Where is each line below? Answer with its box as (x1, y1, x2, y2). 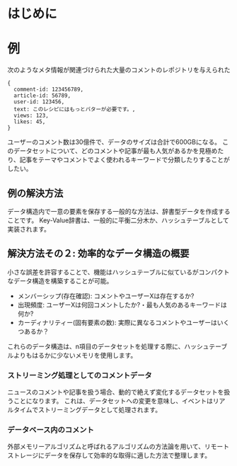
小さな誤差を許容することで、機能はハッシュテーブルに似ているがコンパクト (7, 268, 230, 276)
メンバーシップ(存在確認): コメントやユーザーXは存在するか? (17, 291, 195, 300)
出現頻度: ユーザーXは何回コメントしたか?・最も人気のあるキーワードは (17, 300, 228, 309)
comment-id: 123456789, (13, 86, 83, 93)
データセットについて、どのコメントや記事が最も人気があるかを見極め (13, 147, 218, 155)
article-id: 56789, (13, 92, 71, 99)
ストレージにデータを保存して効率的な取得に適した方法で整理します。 (7, 451, 211, 460)
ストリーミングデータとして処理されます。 (37, 406, 161, 414)
